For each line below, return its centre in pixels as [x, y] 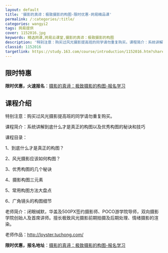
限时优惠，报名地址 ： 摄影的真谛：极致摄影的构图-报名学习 [65, 246]
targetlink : [17, 51]
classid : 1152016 [23, 47]
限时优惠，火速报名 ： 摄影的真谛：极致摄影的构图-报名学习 [65, 86]
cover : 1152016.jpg [25, 33]
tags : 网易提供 [19, 28]
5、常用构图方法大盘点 [28, 191]
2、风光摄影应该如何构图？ [33, 159]
